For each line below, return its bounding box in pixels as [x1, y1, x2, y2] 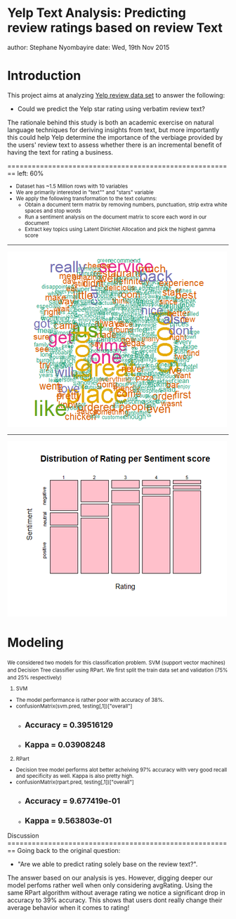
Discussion [7, 831, 39, 840]
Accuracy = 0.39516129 [24, 719, 114, 730]
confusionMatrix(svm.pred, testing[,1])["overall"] [15, 703, 133, 710]
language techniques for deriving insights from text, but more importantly [7, 125, 220, 134]
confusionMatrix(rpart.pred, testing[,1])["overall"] [15, 778, 135, 786]
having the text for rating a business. [7, 148, 114, 156]
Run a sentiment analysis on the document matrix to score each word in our [24, 213, 207, 221]
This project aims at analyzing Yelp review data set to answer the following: [7, 91, 225, 99]
